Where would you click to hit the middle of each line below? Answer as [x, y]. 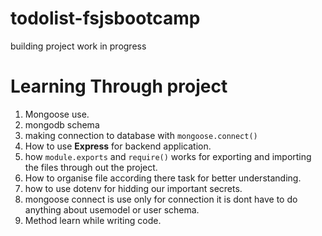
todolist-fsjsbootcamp [105, 18]
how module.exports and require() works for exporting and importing [168, 156]
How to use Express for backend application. [118, 146]
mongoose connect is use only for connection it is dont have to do [161, 199]
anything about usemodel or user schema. [112, 209]
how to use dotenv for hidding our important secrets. [133, 188]
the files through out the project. [91, 167]
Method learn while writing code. [93, 220]
